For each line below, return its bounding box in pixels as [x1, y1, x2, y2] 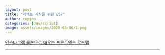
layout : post [5, 7, 32, 12]
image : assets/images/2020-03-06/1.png [5, 26, 87, 30]
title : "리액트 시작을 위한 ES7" [5, 12, 65, 17]
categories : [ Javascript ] [5, 21, 58, 26]
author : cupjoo [5, 16, 36, 21]
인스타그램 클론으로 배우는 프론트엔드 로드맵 [5, 40, 89, 46]
